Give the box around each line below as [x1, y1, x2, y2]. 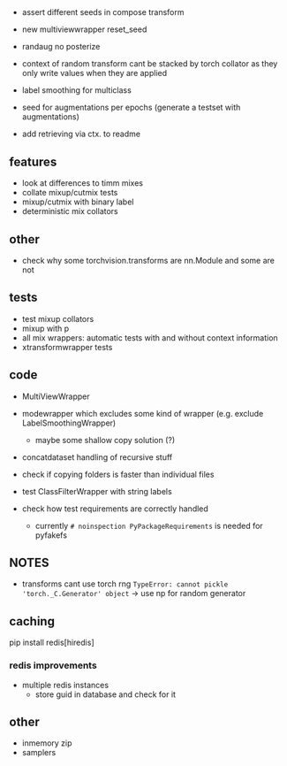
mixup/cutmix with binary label [21, 196, 134, 207]
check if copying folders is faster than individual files [21, 469, 215, 479]
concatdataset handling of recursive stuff [21, 451, 173, 463]
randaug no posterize [21, 42, 101, 52]
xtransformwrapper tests [21, 341, 113, 352]
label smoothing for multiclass [21, 85, 132, 96]
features [9, 154, 57, 169]
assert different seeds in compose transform [21, 7, 185, 18]
